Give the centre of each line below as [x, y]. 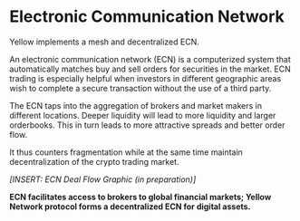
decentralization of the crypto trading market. [94, 161]
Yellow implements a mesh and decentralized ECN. [104, 42]
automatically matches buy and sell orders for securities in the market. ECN [150, 69]
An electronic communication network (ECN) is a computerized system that [150, 59]
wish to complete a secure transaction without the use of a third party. [140, 88]
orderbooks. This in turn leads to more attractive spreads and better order [147, 125]
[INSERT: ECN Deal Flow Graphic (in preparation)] [103, 179]
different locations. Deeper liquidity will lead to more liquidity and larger [143, 115]
